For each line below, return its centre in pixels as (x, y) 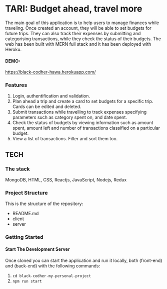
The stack (17, 169)
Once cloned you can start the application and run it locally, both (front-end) (84, 260)
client (18, 219)
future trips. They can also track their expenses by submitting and (73, 33)
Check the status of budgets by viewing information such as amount (83, 123)
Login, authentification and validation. (51, 96)
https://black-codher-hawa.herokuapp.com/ (50, 72)
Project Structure (26, 193)
